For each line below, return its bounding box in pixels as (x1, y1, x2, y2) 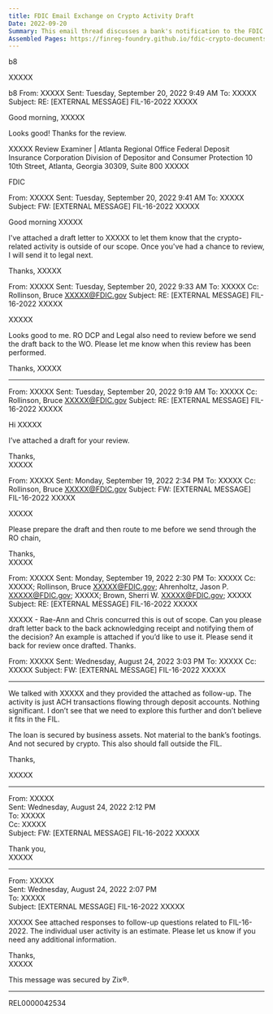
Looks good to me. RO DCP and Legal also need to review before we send (8, 331, 257, 340)
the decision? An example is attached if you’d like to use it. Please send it (8, 632, 253, 642)
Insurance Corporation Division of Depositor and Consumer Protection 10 (8, 153, 253, 162)
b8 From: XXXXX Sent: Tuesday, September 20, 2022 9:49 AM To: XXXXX (8, 89, 258, 98)
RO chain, (8, 533, 41, 543)
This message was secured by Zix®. (8, 975, 130, 985)
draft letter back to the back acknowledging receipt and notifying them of (8, 623, 254, 634)
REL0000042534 (8, 999, 67, 1008)
